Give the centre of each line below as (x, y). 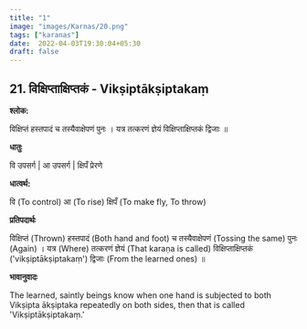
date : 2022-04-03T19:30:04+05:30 (75, 43)
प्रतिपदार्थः (23, 220)
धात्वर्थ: (20, 183)
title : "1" (30, 18)
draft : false (34, 52)
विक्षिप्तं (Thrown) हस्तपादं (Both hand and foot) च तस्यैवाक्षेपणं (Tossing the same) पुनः (153, 238)
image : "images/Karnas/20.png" (69, 26)
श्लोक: (19, 110)
